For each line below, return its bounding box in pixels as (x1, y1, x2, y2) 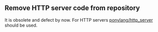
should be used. (4, 22, 38, 28)
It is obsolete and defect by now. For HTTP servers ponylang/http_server (4, 17, 153, 23)
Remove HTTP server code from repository (4, 4, 140, 12)
